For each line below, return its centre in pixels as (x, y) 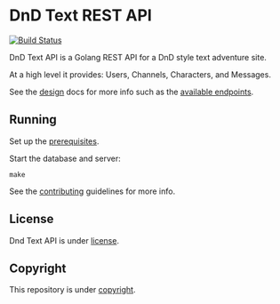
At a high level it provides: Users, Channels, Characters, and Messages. (140, 74)
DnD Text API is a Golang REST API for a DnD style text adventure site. (138, 57)
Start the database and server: (65, 158)
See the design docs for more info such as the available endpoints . (132, 92)
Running (33, 120)
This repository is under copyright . (72, 290)
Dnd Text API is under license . (64, 240)
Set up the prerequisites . (54, 141)
